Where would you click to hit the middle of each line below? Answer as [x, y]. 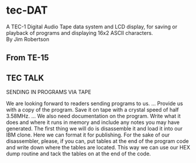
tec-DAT [27, 10]
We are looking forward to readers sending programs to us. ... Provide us [95, 103]
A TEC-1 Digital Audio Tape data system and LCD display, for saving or [92, 27]
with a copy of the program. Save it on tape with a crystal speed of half [92, 110]
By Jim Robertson [28, 39]
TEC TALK [25, 78]
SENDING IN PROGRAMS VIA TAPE [49, 92]
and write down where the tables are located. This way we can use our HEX [98, 148]
